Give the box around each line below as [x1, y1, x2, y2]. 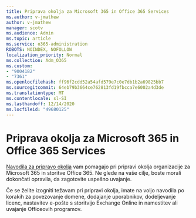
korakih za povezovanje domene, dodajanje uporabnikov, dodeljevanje [6, 193, 176, 200]
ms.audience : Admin [6, 30, 54, 36]
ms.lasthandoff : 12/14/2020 [6, 101, 75, 107]
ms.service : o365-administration [6, 41, 88, 47]
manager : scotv [6, 25, 43, 31]
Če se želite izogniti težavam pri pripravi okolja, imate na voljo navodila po [6, 187, 185, 194]
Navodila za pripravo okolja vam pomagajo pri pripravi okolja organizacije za [6, 163, 191, 170]
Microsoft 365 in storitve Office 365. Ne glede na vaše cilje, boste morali [6, 169, 181, 177]
